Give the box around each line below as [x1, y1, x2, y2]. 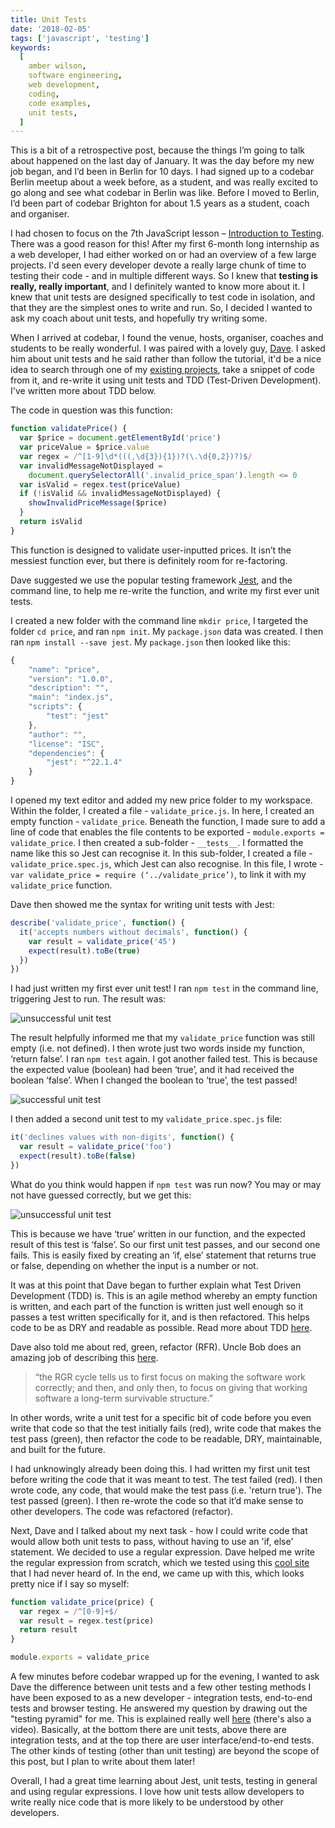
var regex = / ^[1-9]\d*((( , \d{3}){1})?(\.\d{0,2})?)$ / [19, 451, 253, 461]
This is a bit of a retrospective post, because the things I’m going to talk [10, 144, 305, 156]
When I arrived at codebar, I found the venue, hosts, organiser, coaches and [10, 332, 324, 344]
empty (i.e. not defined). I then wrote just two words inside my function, [10, 1042, 306, 1055]
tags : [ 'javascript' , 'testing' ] [10, 33, 150, 43]
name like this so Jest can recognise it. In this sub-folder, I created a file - [10, 847, 313, 859]
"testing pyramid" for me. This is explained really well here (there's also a [10, 1713, 312, 1725]
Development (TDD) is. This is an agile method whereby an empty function [10, 1289, 318, 1301]
